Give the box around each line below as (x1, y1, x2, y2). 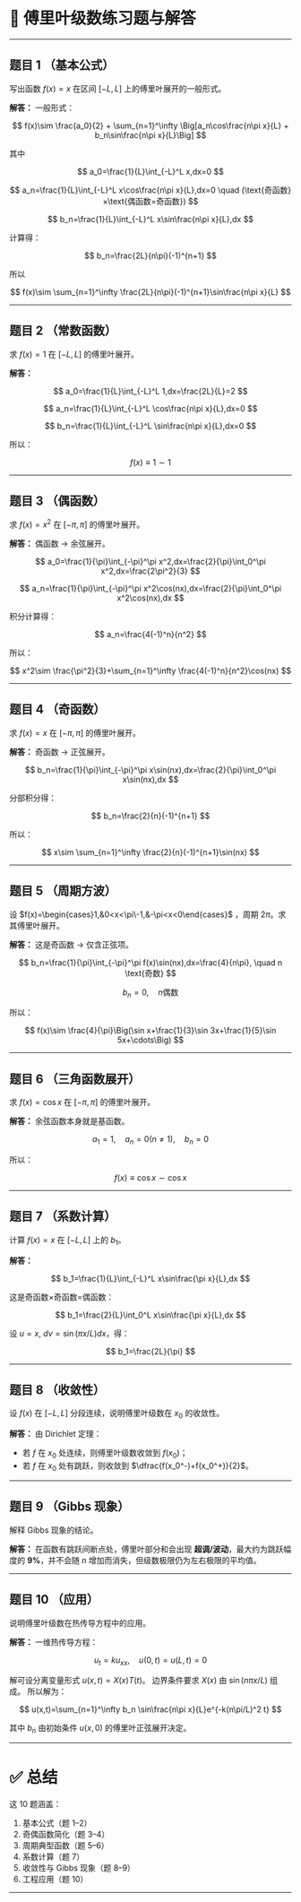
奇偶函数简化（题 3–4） (21, 1829, 110, 1840)
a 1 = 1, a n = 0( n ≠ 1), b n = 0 (92, 1134, 209, 1147)
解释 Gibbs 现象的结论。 (9, 1525, 99, 1535)
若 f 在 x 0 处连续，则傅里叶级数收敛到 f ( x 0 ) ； (21, 1448, 188, 1461)
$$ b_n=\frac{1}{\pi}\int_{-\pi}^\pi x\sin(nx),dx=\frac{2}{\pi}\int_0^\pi (24, 764, 277, 775)
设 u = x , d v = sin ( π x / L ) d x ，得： (9, 1327, 130, 1338)
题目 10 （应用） (9, 1592, 99, 1607)
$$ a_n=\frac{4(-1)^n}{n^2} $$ (94, 629, 207, 640)
